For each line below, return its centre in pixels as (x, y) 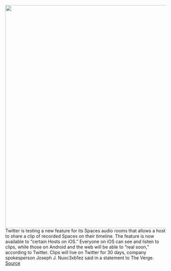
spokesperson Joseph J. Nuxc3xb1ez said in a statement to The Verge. (80, 258)
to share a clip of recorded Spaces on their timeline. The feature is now (80, 236)
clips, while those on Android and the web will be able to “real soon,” (77, 247)
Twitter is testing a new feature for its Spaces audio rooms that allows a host (85, 231)
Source (13, 263)
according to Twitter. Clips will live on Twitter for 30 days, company (76, 252)
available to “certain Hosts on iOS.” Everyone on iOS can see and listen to (82, 241)
